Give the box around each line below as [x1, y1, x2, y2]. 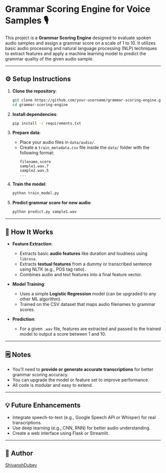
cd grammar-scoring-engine [12, 102, 68, 107]
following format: [19, 150, 54, 156]
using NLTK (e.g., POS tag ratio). [19, 266, 86, 272]
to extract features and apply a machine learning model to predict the [5, 51, 147, 57]
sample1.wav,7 [19, 164, 49, 169]
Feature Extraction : [12, 240, 53, 246]
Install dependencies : [12, 111, 58, 117]
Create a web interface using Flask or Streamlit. [12, 430, 110, 436]
